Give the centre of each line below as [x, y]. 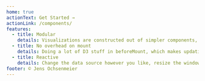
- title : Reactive [35, 57]
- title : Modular [34, 35]
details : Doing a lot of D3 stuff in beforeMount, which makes [99, 52]
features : [19, 29]
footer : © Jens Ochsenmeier [42, 69]
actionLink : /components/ [39, 23]
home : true [20, 12]
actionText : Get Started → [41, 18]
